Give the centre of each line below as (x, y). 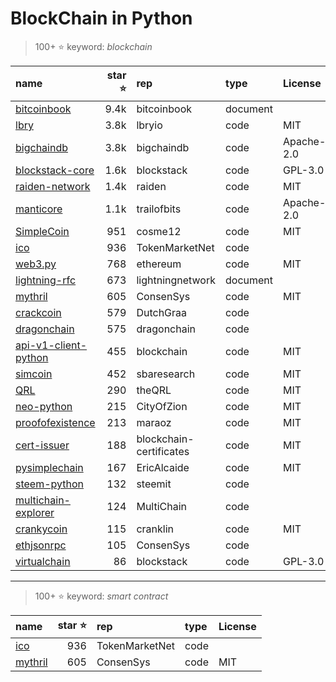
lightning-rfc (46, 280)
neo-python (44, 406)
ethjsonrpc (41, 545)
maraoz (154, 422)
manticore (39, 209)
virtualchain (43, 561)
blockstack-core (55, 170)
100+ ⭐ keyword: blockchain (93, 46)
